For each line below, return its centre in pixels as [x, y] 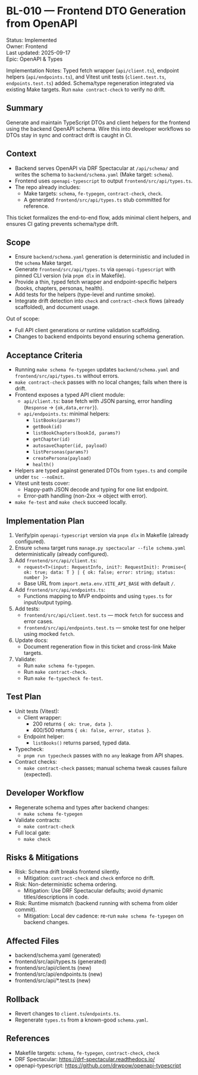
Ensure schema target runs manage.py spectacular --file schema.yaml [100, 548]
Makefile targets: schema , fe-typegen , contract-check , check [87, 1052]
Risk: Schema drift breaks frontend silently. [67, 872]
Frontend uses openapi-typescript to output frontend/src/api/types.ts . [104, 181]
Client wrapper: [43, 717]
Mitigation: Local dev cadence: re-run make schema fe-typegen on [104, 916]
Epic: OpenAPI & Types [34, 59]
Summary [25, 108]
